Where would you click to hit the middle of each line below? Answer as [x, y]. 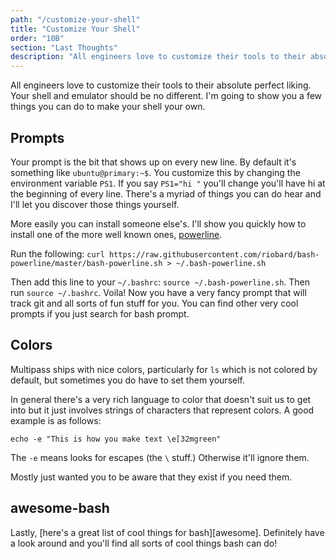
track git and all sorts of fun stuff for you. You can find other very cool [154, 303]
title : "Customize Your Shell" [75, 29]
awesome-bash [60, 508]
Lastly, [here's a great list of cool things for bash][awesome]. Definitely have [167, 532]
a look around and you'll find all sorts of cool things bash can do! [144, 543]
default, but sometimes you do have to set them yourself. [127, 380]
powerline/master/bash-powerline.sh [86, 263]
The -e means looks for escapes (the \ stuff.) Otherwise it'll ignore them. [160, 457]
